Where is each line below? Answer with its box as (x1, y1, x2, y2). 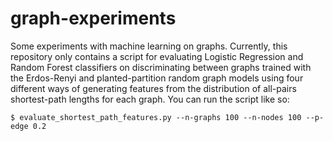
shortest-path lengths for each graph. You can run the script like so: (10, 93, 290, 105)
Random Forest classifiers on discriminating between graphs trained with (10, 61, 312, 73)
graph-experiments (10, 7, 177, 30)
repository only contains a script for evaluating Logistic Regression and (10, 50, 304, 62)
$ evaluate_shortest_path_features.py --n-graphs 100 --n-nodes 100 (10, 112, 302, 122)
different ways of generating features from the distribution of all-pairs (10, 82, 297, 94)
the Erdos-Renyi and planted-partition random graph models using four (10, 72, 304, 84)
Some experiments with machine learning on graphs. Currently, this (10, 40, 288, 52)
